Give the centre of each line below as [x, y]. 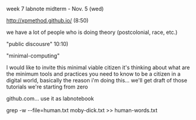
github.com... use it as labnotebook [50, 98]
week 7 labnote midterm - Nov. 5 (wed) [55, 9]
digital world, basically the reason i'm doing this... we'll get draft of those [97, 80]
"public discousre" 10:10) [37, 44]
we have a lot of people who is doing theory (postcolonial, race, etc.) [92, 32]
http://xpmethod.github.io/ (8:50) [47, 20]
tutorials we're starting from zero [47, 87]
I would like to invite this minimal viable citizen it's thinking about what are [98, 67]
